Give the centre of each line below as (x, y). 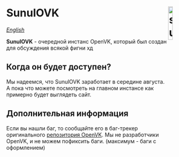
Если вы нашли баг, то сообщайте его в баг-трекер (72, 128)
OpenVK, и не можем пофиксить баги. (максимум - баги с (81, 141)
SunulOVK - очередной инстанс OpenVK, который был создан (87, 41)
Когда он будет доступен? (59, 67)
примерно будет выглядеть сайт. (49, 95)
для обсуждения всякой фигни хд (50, 48)
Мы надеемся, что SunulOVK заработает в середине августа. (86, 81)
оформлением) (26, 147)
